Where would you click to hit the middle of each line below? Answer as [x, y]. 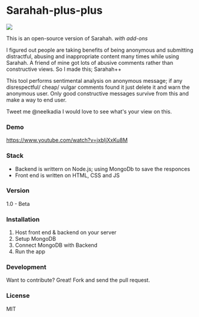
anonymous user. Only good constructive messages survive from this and [98, 93]
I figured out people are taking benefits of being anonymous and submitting [100, 50]
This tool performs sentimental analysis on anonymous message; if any [94, 80]
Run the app [30, 252]
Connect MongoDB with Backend [56, 245]
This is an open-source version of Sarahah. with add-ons [77, 38]
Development [26, 267]
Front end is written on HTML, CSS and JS [67, 175]
